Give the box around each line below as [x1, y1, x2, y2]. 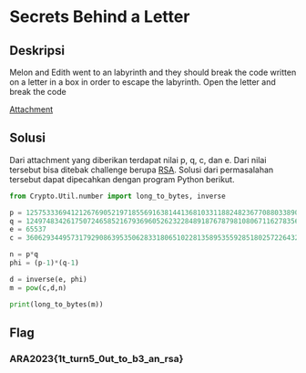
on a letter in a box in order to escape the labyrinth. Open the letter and [9, 77, 276, 88]
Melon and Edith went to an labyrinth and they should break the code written [9, 67, 297, 78]
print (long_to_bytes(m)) [9, 299, 104, 309]
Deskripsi [9, 43, 66, 58]
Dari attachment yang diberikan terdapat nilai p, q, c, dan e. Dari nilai [9, 154, 267, 165]
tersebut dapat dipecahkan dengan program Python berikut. [9, 173, 235, 184]
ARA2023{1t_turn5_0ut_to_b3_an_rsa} [9, 352, 184, 365]
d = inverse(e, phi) [9, 275, 88, 284]
